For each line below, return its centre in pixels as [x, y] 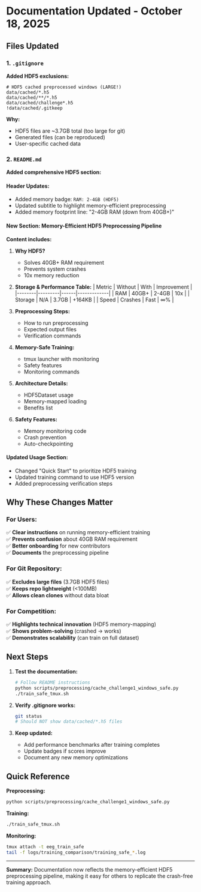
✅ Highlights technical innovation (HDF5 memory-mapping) [81, 624]
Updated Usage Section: [37, 457]
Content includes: [29, 239]
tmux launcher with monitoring [62, 359]
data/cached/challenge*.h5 [40, 103]
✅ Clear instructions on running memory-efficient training [78, 532]
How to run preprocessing [56, 323]
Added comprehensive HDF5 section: [54, 172]
